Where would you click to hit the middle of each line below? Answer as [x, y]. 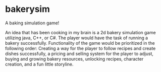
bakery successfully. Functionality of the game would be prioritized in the [80, 43]
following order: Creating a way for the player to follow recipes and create [80, 48]
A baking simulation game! [32, 23]
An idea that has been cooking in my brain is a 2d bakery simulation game [80, 32]
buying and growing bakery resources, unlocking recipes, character [74, 59]
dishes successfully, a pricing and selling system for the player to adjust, [79, 54]
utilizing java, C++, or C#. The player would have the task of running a [77, 38]
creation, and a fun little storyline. [39, 64]
